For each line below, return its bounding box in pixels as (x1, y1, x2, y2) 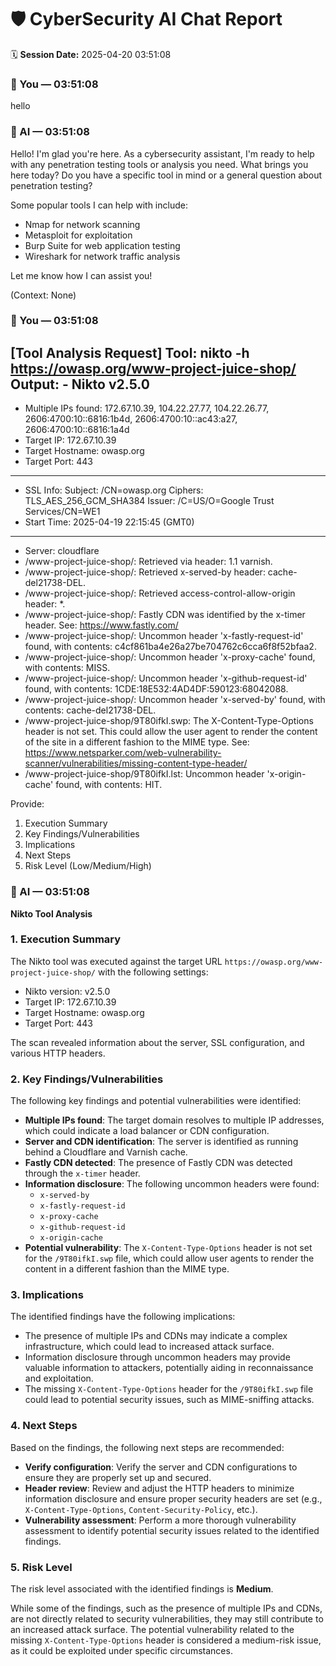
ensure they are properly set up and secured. (24, 1471, 212, 1483)
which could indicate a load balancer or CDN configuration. (24, 1125, 270, 1137)
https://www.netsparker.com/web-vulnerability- (24, 747, 222, 759)
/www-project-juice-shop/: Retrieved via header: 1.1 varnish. (24, 556, 273, 568)
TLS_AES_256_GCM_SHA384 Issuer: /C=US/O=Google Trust (24, 495, 275, 507)
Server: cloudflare (24, 545, 100, 557)
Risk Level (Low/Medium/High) (24, 860, 152, 872)
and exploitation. (24, 1372, 94, 1385)
